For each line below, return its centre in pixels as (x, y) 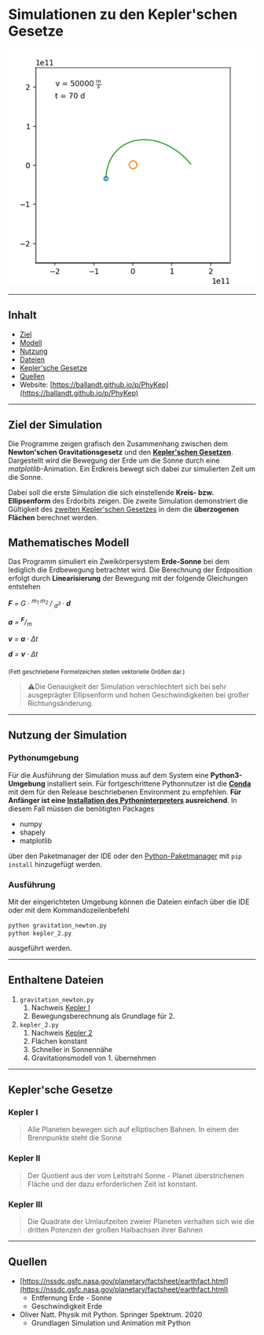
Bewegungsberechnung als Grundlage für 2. (103, 1016)
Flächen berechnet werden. (53, 518)
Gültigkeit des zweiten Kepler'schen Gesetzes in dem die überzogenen (124, 509)
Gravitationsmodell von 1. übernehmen (93, 1058)
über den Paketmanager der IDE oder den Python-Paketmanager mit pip (125, 856)
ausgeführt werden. (40, 948)
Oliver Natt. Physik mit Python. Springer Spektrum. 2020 (111, 1315)
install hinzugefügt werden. (55, 864)
